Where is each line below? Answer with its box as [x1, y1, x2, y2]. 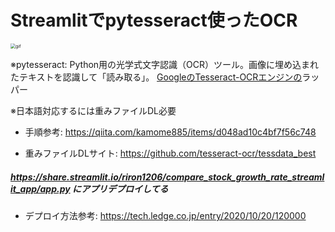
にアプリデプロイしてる [72, 182, 169, 195]
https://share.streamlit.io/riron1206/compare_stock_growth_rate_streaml [10, 171, 325, 183]
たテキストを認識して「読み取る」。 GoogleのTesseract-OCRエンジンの [10, 71, 303, 83]
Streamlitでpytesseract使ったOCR [10, 9, 298, 32]
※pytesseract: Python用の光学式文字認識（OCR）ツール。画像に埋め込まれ [10, 58, 320, 70]
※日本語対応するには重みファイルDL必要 [10, 104, 177, 116]
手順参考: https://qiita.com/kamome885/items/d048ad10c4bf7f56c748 [24, 126, 317, 138]
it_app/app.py [10, 182, 71, 195]
